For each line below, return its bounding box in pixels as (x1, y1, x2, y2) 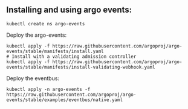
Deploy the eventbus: (6, 75, 59, 82)
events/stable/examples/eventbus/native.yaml (6, 96, 123, 103)
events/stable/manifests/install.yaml (6, 48, 104, 54)
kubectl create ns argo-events (6, 20, 85, 26)
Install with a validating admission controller (11, 54, 137, 60)
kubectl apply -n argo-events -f (6, 86, 91, 92)
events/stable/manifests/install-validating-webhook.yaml (6, 64, 155, 70)
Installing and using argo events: (6, 5, 132, 15)
